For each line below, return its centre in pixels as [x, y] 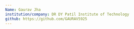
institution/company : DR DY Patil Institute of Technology [67, 14]
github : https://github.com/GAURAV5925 [46, 19]
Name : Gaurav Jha [23, 10]
